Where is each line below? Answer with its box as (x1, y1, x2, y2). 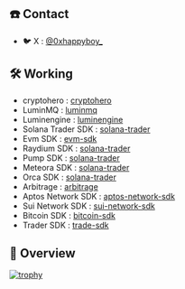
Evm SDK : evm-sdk (22, 133, 97, 144)
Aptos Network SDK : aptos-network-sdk (22, 191, 176, 201)
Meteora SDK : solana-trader (22, 162, 130, 172)
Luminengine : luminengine (22, 114, 124, 125)
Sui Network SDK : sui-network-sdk (22, 200, 155, 211)
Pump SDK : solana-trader (22, 152, 120, 163)
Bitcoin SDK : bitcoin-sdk (22, 210, 116, 220)
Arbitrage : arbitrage (22, 181, 99, 191)
